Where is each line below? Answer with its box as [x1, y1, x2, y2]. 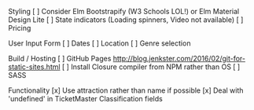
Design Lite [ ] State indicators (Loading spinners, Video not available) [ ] [8, 15, 244, 24]
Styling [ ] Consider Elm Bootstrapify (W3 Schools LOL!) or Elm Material [8, 7, 240, 16]
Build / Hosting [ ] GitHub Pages [8, 54, 112, 63]
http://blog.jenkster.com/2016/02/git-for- [112, 54, 246, 63]
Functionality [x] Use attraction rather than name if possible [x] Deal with [8, 86, 244, 95]
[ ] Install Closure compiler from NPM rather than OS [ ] [61, 62, 241, 71]
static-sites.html [8, 62, 61, 71]
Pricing [8, 24, 31, 32]
